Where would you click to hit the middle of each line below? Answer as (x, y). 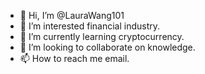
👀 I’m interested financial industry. (90, 26)
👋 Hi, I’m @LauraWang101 (72, 15)
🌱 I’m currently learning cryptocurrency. (102, 36)
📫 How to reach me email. (74, 58)
